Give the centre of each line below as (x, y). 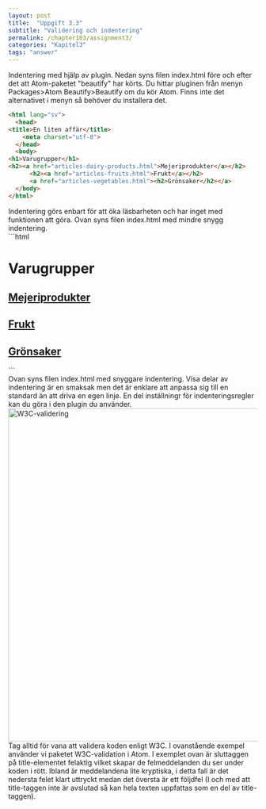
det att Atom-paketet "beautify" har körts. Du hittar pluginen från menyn (126, 83)
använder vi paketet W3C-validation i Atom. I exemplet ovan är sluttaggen (129, 754)
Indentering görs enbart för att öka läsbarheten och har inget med (116, 211)
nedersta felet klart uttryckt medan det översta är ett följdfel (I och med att (129, 780)
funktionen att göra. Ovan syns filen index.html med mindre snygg (116, 220)
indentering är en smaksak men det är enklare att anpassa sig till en (118, 387)
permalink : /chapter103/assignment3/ (70, 38)
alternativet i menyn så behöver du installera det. (88, 100)
